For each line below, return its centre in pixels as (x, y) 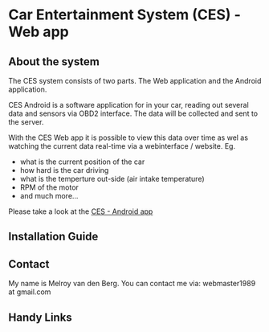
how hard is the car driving (64, 170)
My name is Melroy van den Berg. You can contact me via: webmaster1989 (132, 284)
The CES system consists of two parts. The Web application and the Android (135, 81)
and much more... (49, 196)
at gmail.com (30, 292)
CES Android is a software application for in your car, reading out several (128, 105)
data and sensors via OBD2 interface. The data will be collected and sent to (133, 113)
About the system (54, 61)
